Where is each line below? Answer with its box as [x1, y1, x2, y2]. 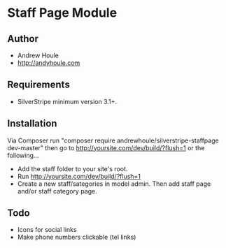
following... [7, 151, 39, 159]
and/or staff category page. [17, 187, 98, 195]
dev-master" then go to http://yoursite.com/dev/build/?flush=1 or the [7, 143, 205, 152]
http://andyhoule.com [17, 59, 80, 67]
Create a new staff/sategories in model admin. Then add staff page [17, 180, 211, 188]
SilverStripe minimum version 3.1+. [17, 97, 118, 105]
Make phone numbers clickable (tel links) [17, 233, 136, 242]
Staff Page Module [7, 5, 118, 21]
